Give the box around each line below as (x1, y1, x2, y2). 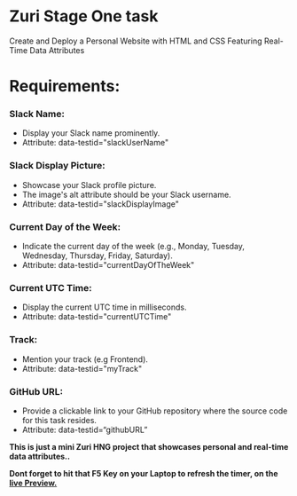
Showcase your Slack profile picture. (21, 179, 157, 190)
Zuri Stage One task (9, 6, 159, 27)
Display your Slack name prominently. (21, 128, 160, 138)
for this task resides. (21, 414, 98, 425)
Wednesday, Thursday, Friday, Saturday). (21, 250, 173, 261)
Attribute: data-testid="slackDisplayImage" (21, 198, 179, 209)
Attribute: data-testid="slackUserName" (21, 138, 169, 148)
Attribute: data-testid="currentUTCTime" (21, 311, 172, 322)
